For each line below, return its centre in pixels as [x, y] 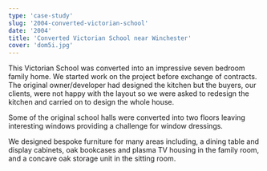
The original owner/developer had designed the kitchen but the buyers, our [132, 85]
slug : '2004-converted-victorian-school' [79, 23]
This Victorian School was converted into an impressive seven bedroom [127, 68]
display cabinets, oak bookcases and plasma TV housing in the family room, [134, 150]
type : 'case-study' [41, 16]
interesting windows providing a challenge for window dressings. [115, 126]
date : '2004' [30, 30]
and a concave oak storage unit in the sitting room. [92, 159]
